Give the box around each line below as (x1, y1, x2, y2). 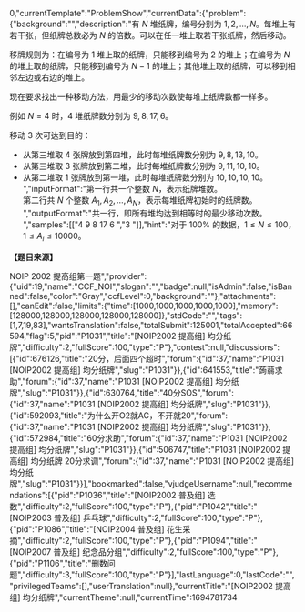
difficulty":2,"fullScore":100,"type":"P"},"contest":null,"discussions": (25, 341, 280, 353)
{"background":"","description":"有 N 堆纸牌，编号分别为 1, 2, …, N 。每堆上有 (9, 18, 296, 29)
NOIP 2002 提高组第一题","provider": (9, 270, 147, 281)
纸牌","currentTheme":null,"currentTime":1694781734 (38, 591, 239, 603)
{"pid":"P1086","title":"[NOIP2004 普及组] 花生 (9, 523, 183, 535)
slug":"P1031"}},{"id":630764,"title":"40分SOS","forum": (25, 386, 235, 398)
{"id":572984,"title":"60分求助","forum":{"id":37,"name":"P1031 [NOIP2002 (9, 432, 289, 444)
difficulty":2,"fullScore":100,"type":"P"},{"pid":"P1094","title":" (25, 535, 258, 546)
